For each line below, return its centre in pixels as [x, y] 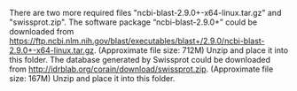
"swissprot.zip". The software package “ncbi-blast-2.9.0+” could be [133, 22]
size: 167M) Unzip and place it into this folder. [92, 78]
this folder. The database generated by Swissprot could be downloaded [140, 60]
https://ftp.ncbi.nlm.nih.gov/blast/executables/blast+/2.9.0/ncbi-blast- [137, 41]
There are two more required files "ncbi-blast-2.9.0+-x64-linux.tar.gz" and [145, 13]
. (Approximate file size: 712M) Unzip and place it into [191, 50]
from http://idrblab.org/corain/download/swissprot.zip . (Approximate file [141, 69]
